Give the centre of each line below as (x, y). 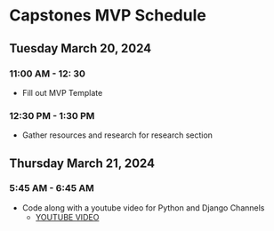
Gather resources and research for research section (117, 135)
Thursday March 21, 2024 (82, 163)
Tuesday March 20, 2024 (81, 48)
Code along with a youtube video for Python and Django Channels (143, 207)
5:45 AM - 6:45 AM (52, 188)
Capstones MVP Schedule (108, 16)
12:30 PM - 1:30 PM (52, 115)
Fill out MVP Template (62, 92)
